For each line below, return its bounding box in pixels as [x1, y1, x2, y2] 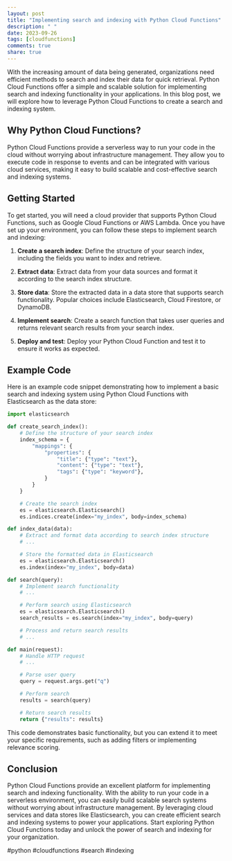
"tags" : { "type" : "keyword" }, [56, 468, 144, 475]
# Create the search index [19, 500, 98, 507]
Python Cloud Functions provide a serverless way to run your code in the [7, 143, 216, 151]
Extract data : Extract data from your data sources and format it [17, 267, 198, 276]
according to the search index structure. [17, 274, 132, 283]
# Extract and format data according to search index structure [19, 532, 209, 539]
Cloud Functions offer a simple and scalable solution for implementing [7, 82, 207, 91]
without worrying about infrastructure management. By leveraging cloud [7, 804, 213, 812]
